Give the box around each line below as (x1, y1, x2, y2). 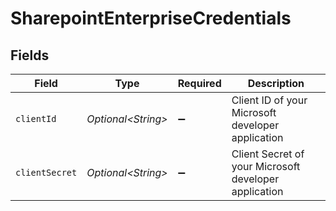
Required (177, 77, 222, 90)
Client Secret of (231, 147, 305, 161)
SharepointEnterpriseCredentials (10, 7, 292, 30)
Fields (10, 47, 50, 64)
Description (247, 77, 305, 90)
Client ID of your (231, 93, 308, 107)
